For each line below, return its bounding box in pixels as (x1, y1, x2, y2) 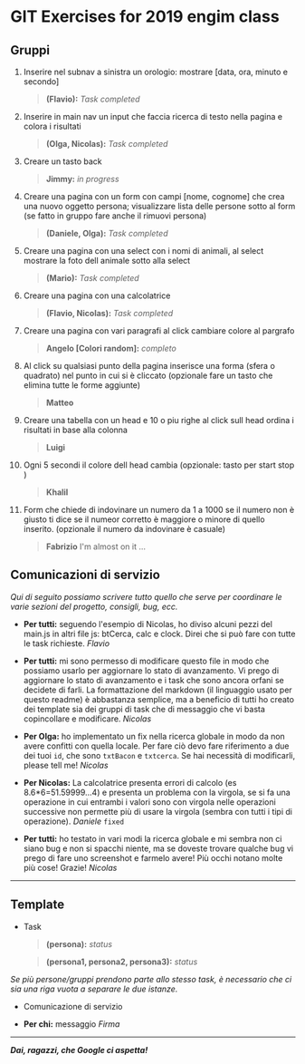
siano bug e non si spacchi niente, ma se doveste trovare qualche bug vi (23, 843, 293, 854)
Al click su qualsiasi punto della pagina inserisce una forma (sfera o (23, 361, 275, 371)
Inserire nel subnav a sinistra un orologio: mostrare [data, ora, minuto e (23, 66, 289, 77)
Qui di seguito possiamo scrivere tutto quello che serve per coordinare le (10, 591, 283, 602)
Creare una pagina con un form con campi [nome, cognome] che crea (23, 191, 285, 201)
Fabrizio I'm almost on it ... (45, 541, 147, 552)
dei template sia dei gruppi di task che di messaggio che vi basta (23, 703, 266, 714)
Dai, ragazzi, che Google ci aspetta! (10, 1044, 148, 1055)
